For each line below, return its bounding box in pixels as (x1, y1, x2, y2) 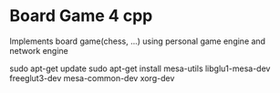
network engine (9, 45, 68, 56)
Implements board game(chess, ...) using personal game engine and (9, 36, 266, 46)
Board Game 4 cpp (9, 5, 153, 26)
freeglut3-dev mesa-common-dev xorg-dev (9, 72, 175, 83)
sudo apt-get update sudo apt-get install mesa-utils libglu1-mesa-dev (9, 63, 271, 74)
